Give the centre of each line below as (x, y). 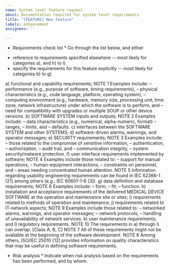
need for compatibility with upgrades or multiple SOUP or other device (79, 111)
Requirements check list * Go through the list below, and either (78, 48)
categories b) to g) (32, 74)
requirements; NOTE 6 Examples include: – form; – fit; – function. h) (76, 187)
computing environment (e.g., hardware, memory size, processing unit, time (84, 100)
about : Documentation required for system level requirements (72, 15)
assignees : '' (20, 29)
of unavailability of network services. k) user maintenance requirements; (81, 219)
